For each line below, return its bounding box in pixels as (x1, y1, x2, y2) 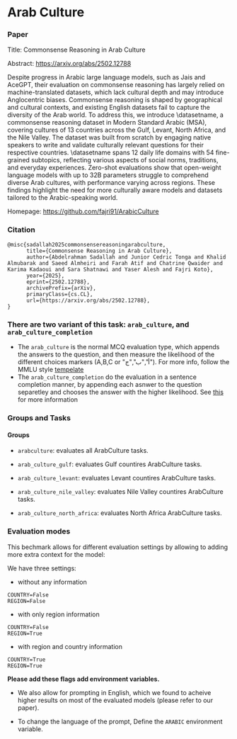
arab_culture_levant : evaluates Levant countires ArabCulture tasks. (17, 474, 216, 483)
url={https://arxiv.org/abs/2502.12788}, (25, 297, 151, 304)
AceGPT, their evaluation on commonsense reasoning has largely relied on (7, 81, 225, 89)
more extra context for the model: (7, 550, 105, 558)
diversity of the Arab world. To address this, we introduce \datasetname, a (7, 111, 224, 119)
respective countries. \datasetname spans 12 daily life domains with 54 (7, 148, 214, 157)
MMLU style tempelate (17, 366, 84, 374)
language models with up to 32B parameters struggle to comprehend (7, 171, 209, 179)
